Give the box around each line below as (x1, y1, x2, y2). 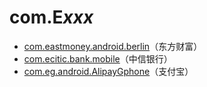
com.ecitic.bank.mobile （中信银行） (23, 52, 173, 65)
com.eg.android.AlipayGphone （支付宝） (23, 65, 194, 77)
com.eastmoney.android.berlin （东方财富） (23, 40, 203, 52)
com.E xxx (9, 6, 94, 29)
